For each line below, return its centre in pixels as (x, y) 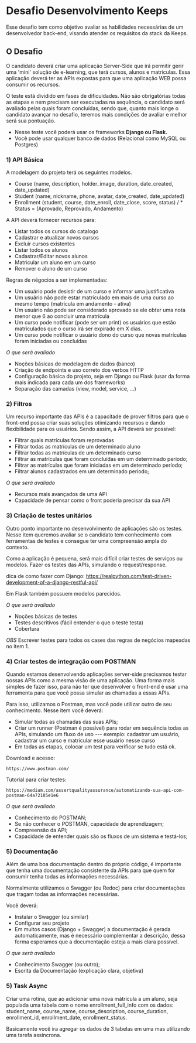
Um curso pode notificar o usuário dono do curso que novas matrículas (101, 335)
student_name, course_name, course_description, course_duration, (87, 1011)
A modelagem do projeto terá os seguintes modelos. (69, 172)
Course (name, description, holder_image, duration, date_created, (94, 184)
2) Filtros (19, 403)
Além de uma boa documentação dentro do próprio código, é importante (94, 864)
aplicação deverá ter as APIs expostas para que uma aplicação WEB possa (96, 78)
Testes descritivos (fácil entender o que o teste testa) (79, 623)
